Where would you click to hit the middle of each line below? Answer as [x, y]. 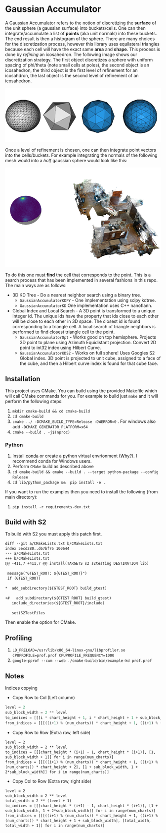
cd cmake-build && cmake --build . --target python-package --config [85, 472]
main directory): [21, 497]
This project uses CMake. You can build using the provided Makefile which [81, 391]
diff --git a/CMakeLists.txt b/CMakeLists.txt [54, 544]
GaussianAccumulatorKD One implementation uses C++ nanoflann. [86, 305]
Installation [23, 379]
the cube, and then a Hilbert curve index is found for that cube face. [89, 363]
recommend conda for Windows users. [52, 461]
